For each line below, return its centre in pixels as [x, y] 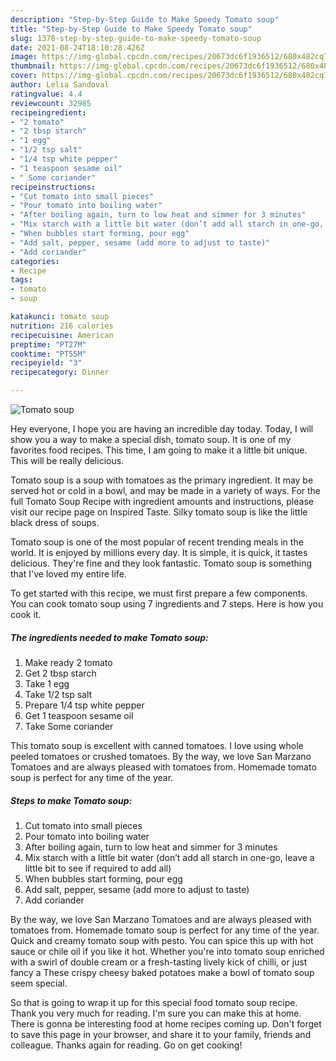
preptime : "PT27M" [48, 344]
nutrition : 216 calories [62, 326]
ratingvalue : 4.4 [46, 94]
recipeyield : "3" [46, 363]
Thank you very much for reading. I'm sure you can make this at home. [156, 1013]
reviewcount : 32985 [51, 103]
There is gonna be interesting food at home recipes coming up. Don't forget [166, 1023]
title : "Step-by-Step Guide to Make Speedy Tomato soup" [131, 29]
